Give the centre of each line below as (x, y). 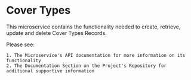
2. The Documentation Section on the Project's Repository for (87, 66)
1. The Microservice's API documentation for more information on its (96, 55)
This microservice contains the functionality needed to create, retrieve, (93, 27)
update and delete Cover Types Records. (57, 33)
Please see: (20, 44)
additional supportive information (50, 71)
